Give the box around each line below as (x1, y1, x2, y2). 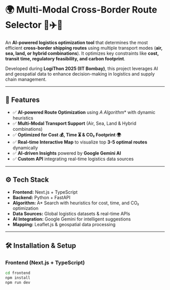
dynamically (12, 144, 38, 151)
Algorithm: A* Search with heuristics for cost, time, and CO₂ (12, 200, 139, 206)
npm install (5, 275, 30, 280)
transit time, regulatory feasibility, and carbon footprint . (5, 55, 125, 61)
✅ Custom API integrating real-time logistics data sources (12, 156, 134, 162)
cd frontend (5, 271, 30, 276)
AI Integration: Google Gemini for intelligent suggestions (12, 216, 131, 222)
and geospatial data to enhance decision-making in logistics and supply (5, 70, 155, 77)
